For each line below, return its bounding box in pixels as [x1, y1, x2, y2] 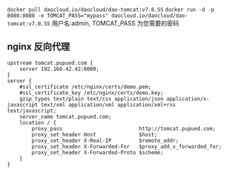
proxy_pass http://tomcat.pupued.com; [31, 125, 216, 132]
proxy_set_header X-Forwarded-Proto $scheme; [31, 149, 164, 156]
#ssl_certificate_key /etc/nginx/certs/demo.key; [19, 89, 164, 96]
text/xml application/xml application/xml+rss [40, 101, 176, 108]
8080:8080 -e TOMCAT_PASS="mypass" [7, 12, 109, 19]
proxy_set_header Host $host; [31, 131, 157, 138]
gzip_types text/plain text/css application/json [19, 95, 164, 102]
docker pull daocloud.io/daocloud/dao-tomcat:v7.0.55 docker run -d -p [7, 6, 214, 13]
